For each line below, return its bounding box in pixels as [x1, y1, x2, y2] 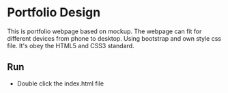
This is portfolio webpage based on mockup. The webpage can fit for [7, 27, 202, 35]
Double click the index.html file [16, 79, 104, 88]
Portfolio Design [7, 5, 101, 20]
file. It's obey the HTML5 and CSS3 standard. [7, 41, 134, 50]
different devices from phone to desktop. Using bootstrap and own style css [7, 34, 222, 42]
